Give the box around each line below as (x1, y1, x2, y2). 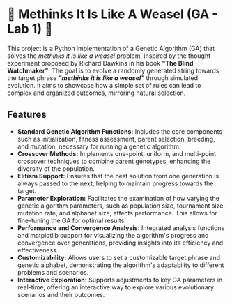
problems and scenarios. (17, 268, 89, 276)
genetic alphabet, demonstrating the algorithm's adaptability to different (17, 261, 224, 269)
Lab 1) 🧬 (7, 21, 54, 37)
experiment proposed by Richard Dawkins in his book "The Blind (7, 59, 194, 67)
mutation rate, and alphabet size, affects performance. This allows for (17, 208, 218, 217)
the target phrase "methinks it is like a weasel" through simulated (7, 73, 199, 82)
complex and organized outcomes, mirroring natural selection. (7, 89, 186, 97)
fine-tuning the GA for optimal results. (17, 216, 127, 225)
